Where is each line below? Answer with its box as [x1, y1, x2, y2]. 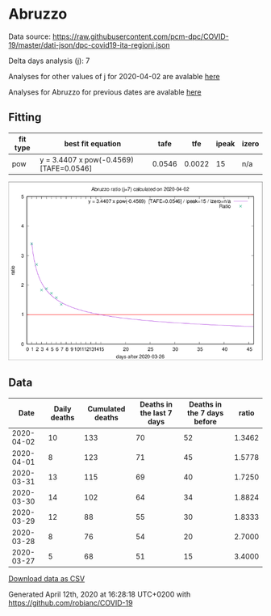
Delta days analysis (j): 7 [8, 56, 90, 65]
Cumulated [87, 403, 126, 413]
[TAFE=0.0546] [40, 163, 93, 173]
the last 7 [140, 408, 173, 418]
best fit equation [64, 138, 122, 148]
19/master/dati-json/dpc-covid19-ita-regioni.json [8, 40, 171, 49]
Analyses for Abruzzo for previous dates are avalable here [8, 86, 202, 97]
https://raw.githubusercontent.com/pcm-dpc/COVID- [52, 32, 230, 41]
